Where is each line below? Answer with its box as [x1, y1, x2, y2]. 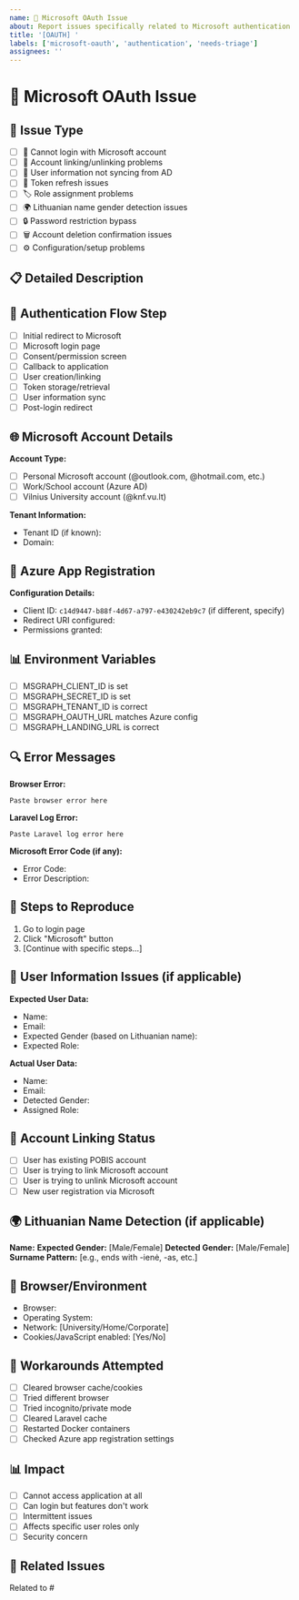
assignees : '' [9, 47, 64, 56]
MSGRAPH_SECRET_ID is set [22, 691, 132, 702]
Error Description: [22, 873, 90, 884]
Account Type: [9, 452, 66, 464]
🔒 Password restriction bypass [22, 216, 137, 227]
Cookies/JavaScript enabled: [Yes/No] [22, 1332, 166, 1342]
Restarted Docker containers [22, 1423, 131, 1434]
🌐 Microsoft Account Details [9, 429, 174, 444]
